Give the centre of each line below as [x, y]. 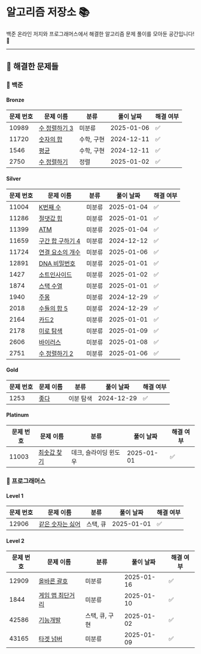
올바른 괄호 [53, 581]
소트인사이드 [55, 275]
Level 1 [15, 496]
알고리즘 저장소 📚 [48, 12]
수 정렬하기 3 [56, 128]
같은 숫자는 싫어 [60, 524]
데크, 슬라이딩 [89, 452]
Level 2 [16, 541]
